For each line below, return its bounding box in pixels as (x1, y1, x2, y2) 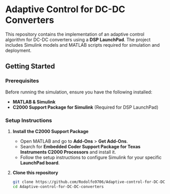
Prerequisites (5, 77, 39, 84)
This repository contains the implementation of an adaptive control (5, 31, 145, 37)
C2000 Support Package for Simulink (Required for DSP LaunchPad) (12, 104, 159, 110)
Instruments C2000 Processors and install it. (20, 149, 116, 155)
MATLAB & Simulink (12, 99, 56, 105)
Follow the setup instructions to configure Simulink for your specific (20, 154, 162, 160)
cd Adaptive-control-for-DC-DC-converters (12, 184, 104, 189)
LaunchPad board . (20, 159, 60, 166)
